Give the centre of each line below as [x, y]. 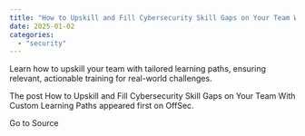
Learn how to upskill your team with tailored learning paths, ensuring [138, 69]
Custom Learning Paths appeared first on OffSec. [102, 106]
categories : [32, 34]
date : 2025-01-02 [42, 26]
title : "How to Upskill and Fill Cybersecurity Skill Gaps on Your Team [150, 18]
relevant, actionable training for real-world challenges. [111, 79]
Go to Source [34, 123]
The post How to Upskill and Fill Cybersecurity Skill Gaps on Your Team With [152, 96]
